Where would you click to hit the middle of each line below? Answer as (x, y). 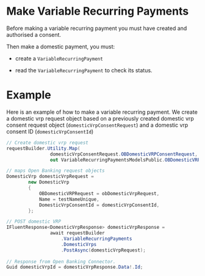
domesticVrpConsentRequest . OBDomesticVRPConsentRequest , (124, 154)
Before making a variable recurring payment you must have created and (97, 28)
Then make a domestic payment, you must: (60, 47)
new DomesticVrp (49, 182)
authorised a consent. (34, 34)
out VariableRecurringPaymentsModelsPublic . (107, 160)
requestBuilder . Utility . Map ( (43, 148)
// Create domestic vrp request (47, 143)
